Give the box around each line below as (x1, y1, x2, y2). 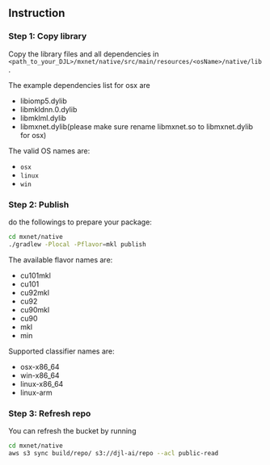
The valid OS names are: (8, 145, 91, 156)
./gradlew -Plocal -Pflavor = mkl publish (8, 240, 147, 249)
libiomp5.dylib (19, 96, 67, 106)
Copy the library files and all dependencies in (8, 48, 159, 59)
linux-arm (19, 387, 53, 397)
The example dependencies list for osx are (8, 80, 151, 90)
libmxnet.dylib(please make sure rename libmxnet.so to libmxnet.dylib (19, 121, 253, 132)
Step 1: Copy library (8, 31, 87, 42)
